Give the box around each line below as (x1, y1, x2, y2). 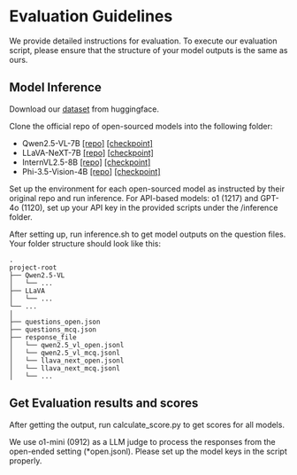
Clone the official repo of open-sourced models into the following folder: (9, 121, 273, 131)
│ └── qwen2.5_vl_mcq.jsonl (9, 348, 121, 357)
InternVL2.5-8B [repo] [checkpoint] (21, 157, 151, 167)
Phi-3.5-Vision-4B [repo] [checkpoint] (21, 166, 161, 176)
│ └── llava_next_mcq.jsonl (9, 363, 121, 373)
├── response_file (9, 332, 77, 342)
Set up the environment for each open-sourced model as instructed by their (9, 183, 286, 194)
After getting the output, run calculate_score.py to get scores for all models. (9, 419, 286, 430)
